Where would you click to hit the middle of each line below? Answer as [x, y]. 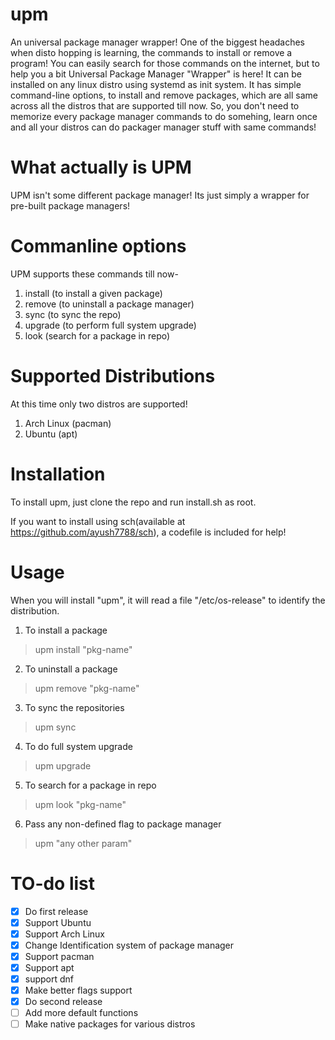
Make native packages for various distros [110, 1024]
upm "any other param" [83, 843]
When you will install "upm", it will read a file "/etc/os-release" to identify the [168, 600]
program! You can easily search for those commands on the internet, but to [165, 63]
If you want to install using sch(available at [98, 521]
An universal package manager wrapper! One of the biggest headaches [158, 42]
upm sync [55, 727]
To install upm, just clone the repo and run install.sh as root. [133, 502]
